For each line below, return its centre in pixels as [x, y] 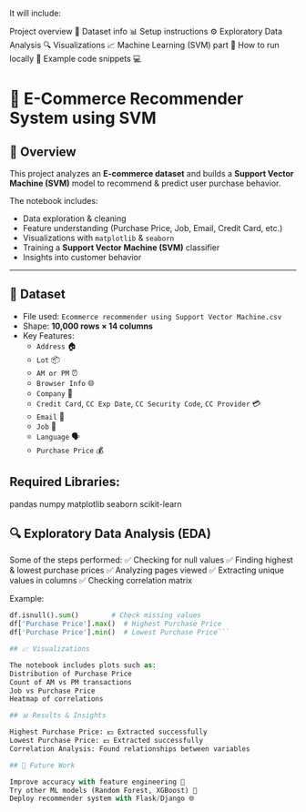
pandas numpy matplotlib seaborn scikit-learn [96, 503]
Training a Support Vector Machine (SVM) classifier [121, 248]
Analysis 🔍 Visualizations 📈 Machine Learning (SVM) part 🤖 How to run [144, 45]
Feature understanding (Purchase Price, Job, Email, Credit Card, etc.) [153, 228]
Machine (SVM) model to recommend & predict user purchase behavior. [145, 183]
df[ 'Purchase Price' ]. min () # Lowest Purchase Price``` [120, 633]
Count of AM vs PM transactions [71, 682]
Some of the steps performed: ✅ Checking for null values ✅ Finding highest [151, 560]
